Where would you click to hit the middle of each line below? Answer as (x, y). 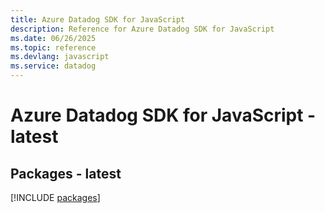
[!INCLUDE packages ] (55, 197)
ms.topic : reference (53, 47)
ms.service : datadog (53, 66)
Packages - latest (66, 173)
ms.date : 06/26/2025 (53, 38)
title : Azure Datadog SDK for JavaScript (98, 19)
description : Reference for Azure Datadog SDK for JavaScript (142, 29)
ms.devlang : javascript (60, 57)
